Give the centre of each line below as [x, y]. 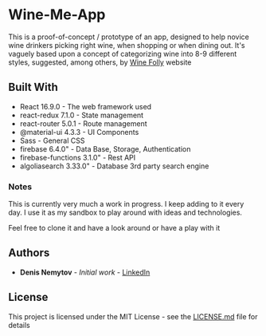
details [19, 325]
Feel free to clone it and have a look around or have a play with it [114, 228]
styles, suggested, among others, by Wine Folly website [100, 62]
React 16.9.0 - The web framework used [86, 106]
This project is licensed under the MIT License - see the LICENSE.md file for [133, 316]
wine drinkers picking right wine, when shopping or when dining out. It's [127, 45]
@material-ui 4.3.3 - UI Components [79, 132]
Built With [33, 87]
